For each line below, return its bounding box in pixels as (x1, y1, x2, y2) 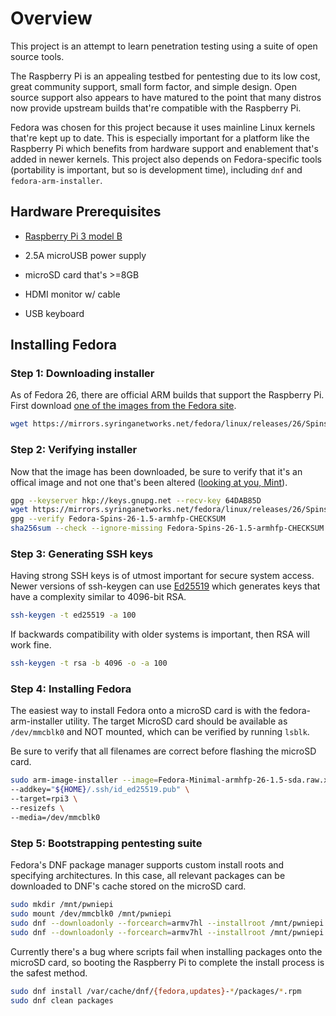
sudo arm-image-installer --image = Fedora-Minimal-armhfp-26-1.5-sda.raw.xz (10, 775, 333, 786)
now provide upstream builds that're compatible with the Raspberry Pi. (10, 102, 302, 114)
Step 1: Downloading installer (10, 367, 155, 381)
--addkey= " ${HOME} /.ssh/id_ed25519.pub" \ (10, 785, 190, 795)
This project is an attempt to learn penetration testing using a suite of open (10, 40, 318, 52)
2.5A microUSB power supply (24, 249, 147, 261)
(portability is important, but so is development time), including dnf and (10, 163, 303, 176)
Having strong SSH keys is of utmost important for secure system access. (10, 570, 315, 582)
